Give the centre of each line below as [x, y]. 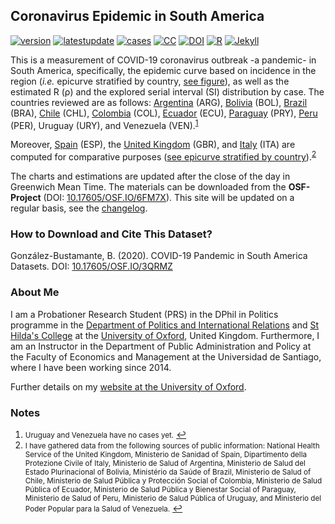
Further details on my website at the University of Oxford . [128, 386]
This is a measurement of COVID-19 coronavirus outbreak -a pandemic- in [163, 60]
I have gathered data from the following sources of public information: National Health [172, 446]
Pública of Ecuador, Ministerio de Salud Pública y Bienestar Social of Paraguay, [160, 490]
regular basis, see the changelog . [79, 208]
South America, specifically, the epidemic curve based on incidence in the [163, 70]
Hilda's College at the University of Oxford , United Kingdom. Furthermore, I [165, 335]
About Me [35, 292]
